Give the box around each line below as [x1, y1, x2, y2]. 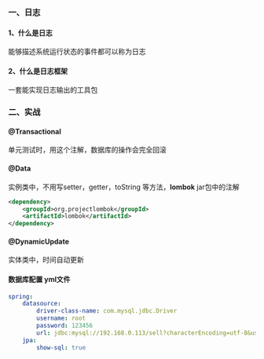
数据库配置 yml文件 [8, 274, 71, 284]
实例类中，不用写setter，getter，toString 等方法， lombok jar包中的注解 [8, 182, 240, 192]
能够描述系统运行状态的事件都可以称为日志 [8, 47, 146, 57]
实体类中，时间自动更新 [8, 255, 84, 265]
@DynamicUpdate [8, 236, 69, 246]
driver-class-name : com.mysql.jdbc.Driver [36, 307, 178, 315]
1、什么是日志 [8, 27, 53, 37]
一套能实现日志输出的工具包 [8, 85, 98, 95]
